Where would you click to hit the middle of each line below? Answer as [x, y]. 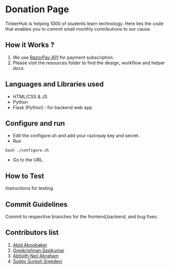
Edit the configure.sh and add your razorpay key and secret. [76, 136]
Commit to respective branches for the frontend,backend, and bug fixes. [82, 216]
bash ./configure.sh [27, 151]
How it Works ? [30, 45]
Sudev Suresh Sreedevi [37, 261]
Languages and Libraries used [55, 84]
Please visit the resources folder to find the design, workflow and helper [89, 63]
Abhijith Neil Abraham [36, 256]
